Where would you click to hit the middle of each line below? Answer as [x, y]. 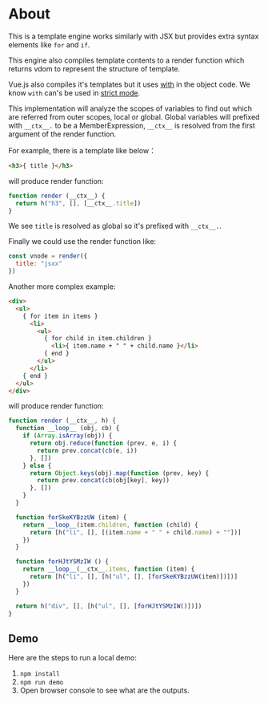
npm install [40, 674]
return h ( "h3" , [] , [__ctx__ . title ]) [78, 203]
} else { [37, 465]
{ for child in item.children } [98, 339]
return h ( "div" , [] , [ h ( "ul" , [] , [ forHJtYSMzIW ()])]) [109, 606]
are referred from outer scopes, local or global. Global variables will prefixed [134, 116]
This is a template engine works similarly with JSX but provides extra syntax [134, 36]
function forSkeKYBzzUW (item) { [71, 517]
